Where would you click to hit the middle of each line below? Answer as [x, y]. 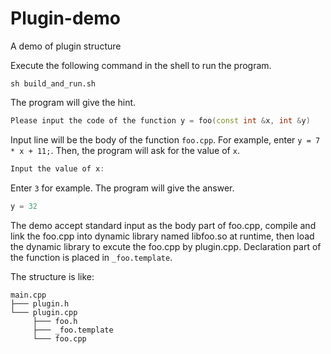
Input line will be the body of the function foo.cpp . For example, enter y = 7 [165, 139]
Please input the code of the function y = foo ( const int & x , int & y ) [160, 120]
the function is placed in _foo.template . [91, 257]
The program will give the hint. [73, 102]
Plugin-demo [66, 18]
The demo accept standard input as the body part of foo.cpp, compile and [163, 225]
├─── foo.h [55, 321]
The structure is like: [52, 276]
